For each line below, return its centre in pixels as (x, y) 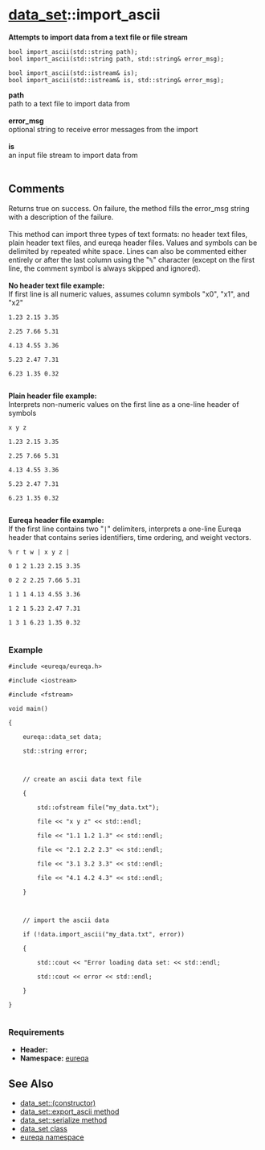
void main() (28, 709)
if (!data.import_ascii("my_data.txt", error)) (104, 935)
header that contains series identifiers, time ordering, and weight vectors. (130, 537)
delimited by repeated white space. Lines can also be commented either (128, 251)
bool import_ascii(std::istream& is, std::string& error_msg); (116, 80)
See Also (31, 1084)
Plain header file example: (53, 396)
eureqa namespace (52, 1137)
